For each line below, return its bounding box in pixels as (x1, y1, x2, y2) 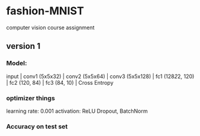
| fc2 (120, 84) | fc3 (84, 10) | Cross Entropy (6, 79, 114, 86)
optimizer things (6, 94, 55, 102)
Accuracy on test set (6, 122, 68, 131)
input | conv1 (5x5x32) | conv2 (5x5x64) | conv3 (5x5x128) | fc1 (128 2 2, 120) (6, 73, 195, 80)
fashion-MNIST (6, 4, 84, 18)
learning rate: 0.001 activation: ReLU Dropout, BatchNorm (6, 107, 148, 115)
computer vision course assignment (6, 24, 95, 31)
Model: (6, 59, 28, 67)
